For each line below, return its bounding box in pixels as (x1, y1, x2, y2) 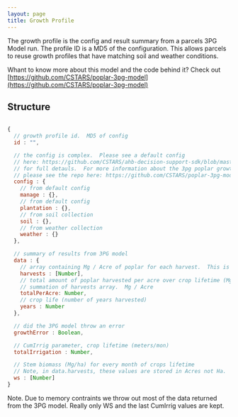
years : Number (20, 303, 65, 311)
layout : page (7, 10, 46, 18)
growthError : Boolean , (13, 329, 84, 336)
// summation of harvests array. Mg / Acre (20, 283, 154, 291)
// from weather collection (20, 224, 103, 231)
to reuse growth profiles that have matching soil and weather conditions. (7, 51, 219, 60)
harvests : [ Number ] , (20, 270, 84, 277)
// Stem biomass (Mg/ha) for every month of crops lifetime (13, 361, 195, 369)
